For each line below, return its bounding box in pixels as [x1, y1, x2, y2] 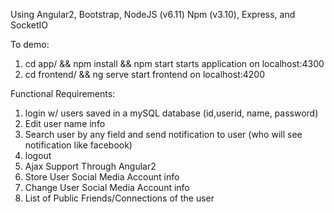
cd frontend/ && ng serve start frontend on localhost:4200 [24, 69, 265, 80]
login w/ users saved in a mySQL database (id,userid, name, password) [24, 107, 319, 119]
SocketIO [10, 19, 48, 31]
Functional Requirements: [10, 88, 116, 99]
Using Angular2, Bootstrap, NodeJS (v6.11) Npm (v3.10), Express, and [10, 9, 296, 20]
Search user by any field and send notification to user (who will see [24, 129, 303, 140]
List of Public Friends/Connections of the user [24, 192, 215, 204]
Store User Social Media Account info [24, 171, 180, 183]
